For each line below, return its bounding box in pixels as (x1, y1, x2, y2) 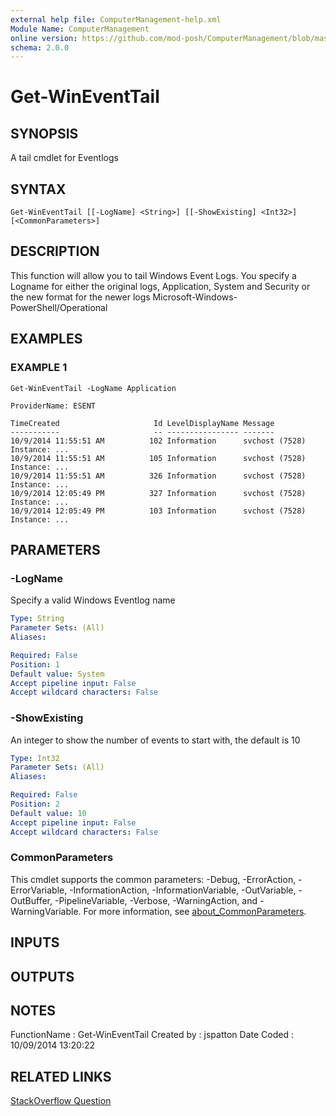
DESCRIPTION (10, 243, 100, 260)
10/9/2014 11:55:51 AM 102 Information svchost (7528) (10, 436, 307, 446)
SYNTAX (10, 181, 67, 198)
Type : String (10, 614, 65, 624)
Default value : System (10, 669, 105, 679)
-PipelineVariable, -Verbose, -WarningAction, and (54, 894, 258, 906)
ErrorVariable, (10, 884, 68, 896)
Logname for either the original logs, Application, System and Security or (10, 280, 311, 292)
